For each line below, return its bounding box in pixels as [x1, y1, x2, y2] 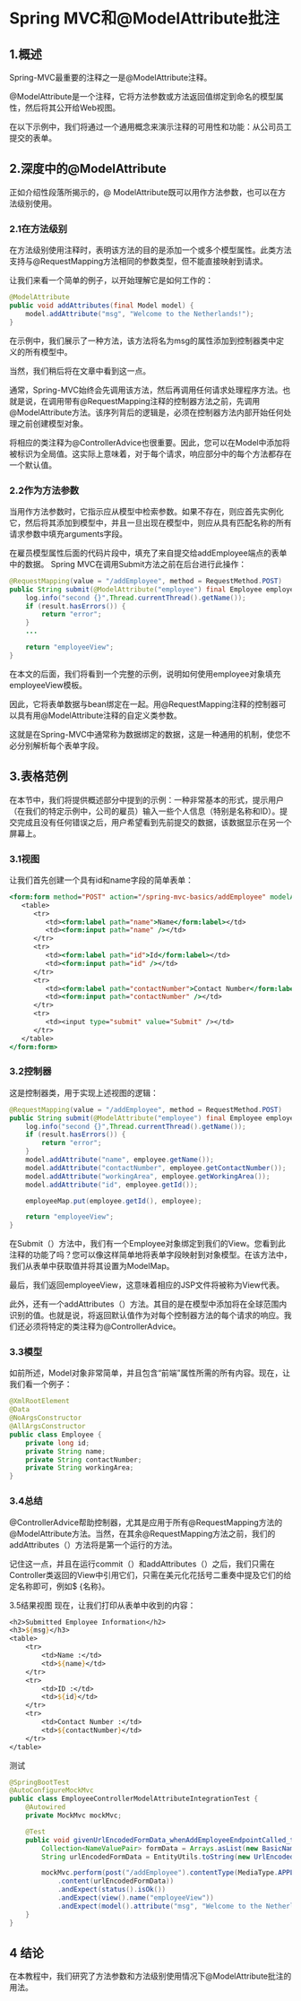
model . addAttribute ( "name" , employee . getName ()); [25, 1155, 215, 1165]
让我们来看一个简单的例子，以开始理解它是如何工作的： [9, 275, 213, 286]
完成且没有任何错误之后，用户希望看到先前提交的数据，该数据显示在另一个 [16, 816, 292, 827]
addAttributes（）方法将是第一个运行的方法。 [9, 1539, 177, 1550]
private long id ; [25, 1438, 90, 1447]
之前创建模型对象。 [16, 418, 88, 428]
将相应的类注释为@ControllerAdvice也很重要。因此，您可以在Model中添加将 [9, 436, 290, 448]
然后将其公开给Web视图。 [24, 102, 121, 113]
